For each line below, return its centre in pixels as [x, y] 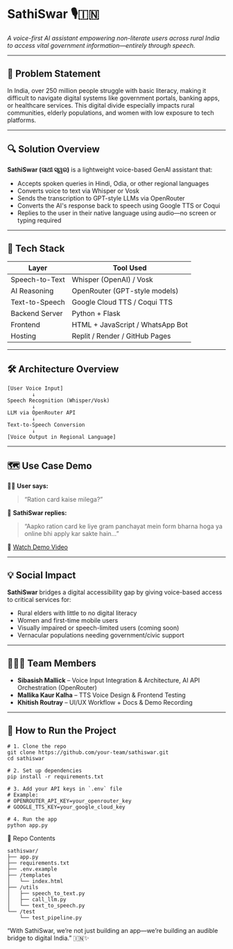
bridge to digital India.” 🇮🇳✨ [48, 938]
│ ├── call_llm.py [37, 900]
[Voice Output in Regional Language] [62, 437]
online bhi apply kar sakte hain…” [71, 534]
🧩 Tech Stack [36, 248]
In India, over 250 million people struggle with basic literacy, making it [107, 90]
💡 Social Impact [42, 575]
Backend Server [37, 314]
